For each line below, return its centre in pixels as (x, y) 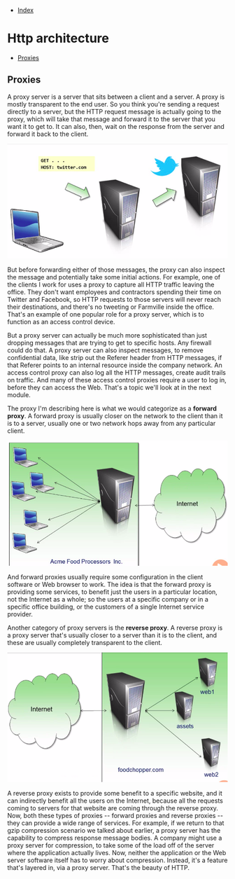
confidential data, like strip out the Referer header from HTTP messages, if (115, 357)
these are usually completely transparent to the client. (85, 643)
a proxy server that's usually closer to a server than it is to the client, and (112, 635)
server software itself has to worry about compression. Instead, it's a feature (117, 860)
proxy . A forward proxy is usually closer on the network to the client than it (115, 415)
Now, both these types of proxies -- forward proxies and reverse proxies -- (115, 816)
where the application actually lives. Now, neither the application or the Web (117, 853)
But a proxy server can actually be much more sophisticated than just (107, 335)
